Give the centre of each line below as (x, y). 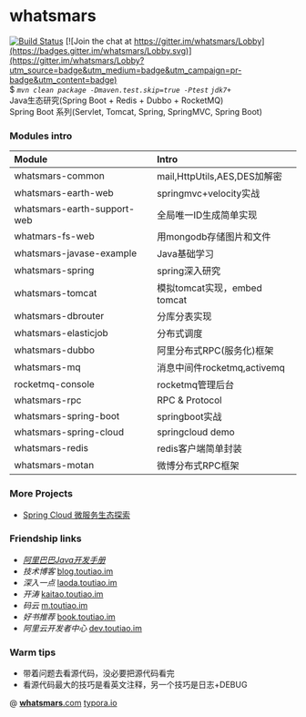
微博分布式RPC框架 (198, 466)
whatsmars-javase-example (76, 253)
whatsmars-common (59, 176)
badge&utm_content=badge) (63, 79)
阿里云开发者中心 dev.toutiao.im (82, 628)
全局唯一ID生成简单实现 (207, 215)
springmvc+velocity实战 (208, 194)
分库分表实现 (184, 317)
